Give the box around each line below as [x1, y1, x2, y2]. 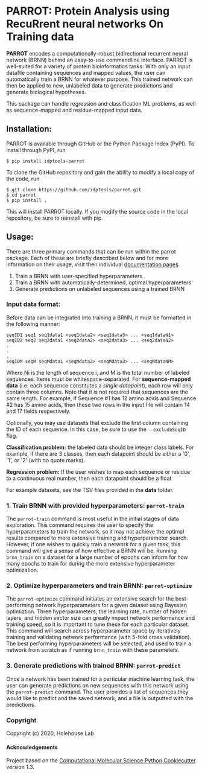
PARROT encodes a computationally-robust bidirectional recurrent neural [6, 49, 188, 57]
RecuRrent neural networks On [6, 17, 164, 31]
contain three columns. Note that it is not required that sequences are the [6, 388, 189, 395]
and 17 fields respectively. [6, 407, 71, 415]
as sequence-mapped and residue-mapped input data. [6, 106, 143, 113]
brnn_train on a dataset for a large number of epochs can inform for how [6, 553, 189, 561]
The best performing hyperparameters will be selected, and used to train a [6, 640, 192, 647]
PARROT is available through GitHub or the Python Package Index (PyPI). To [6, 140, 195, 147]
